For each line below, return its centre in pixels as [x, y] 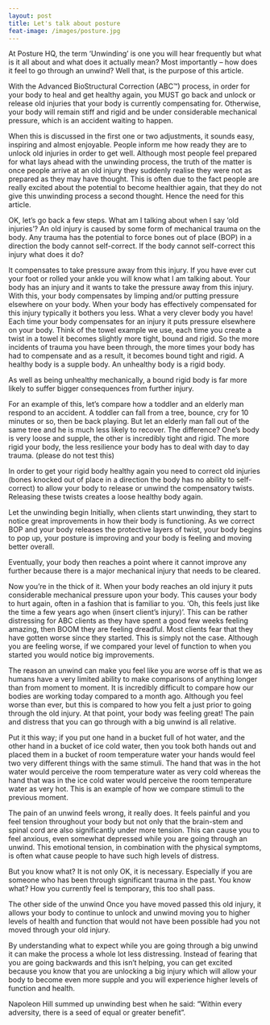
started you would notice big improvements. [81, 655]
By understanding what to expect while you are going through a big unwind [133, 946]
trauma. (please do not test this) [62, 455]
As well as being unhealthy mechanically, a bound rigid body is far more [128, 380]
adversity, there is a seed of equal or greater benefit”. [97, 1013]
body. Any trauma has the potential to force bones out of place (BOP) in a [130, 238]
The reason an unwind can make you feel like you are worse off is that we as [135, 670]
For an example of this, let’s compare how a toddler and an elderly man [126, 405]
